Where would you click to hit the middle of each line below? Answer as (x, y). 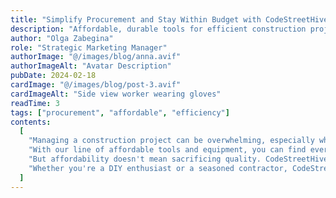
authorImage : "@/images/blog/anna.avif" (96, 57)
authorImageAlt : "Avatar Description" (91, 66)
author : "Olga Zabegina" (62, 38)
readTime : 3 (35, 103)
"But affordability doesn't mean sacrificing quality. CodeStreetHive (178, 159)
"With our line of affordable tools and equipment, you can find (167, 150)
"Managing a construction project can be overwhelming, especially (171, 141)
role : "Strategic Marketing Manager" (89, 47)
